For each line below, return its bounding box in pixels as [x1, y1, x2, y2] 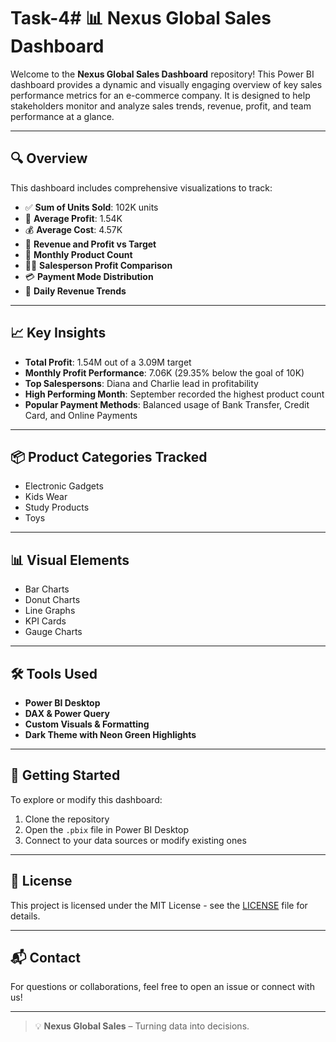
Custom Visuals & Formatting [24, 718, 150, 730]
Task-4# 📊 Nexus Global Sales [10, 7, 272, 30]
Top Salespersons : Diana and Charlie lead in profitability [24, 377, 259, 389]
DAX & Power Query [24, 708, 110, 719]
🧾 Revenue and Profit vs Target [24, 238, 157, 250]
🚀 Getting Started [10, 767, 121, 784]
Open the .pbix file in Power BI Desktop [24, 823, 189, 835]
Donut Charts [24, 594, 81, 606]
